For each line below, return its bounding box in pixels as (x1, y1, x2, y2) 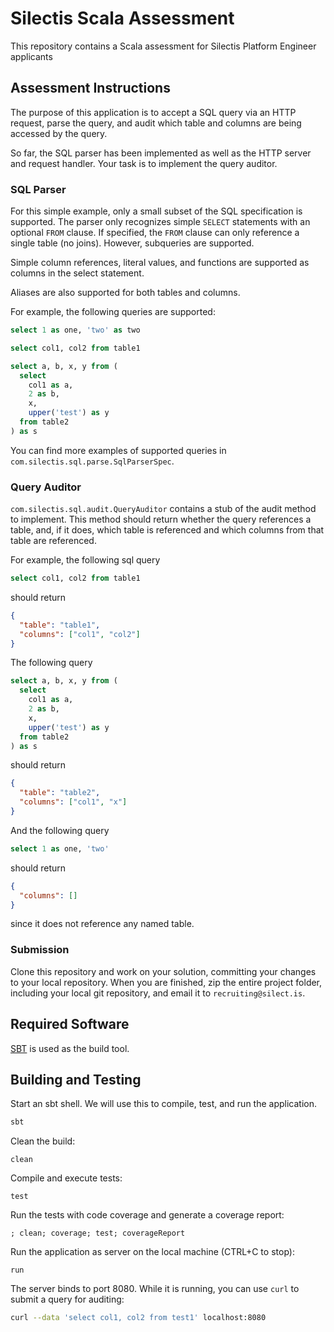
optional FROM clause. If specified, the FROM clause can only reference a (10, 227, 300, 239)
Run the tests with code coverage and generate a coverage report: (10, 1209, 285, 1221)
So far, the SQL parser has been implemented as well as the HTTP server (10, 147, 312, 159)
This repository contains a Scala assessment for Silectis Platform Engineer (10, 40, 317, 52)
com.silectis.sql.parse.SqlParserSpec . (10, 455, 175, 467)
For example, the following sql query (10, 554, 161, 566)
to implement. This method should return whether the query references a (10, 513, 312, 526)
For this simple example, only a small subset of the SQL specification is (10, 205, 303, 217)
